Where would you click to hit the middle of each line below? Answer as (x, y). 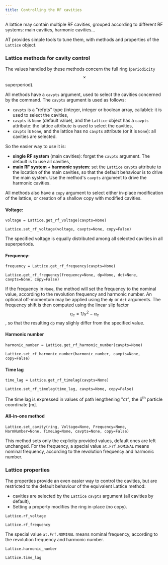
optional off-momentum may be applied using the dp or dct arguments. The (83, 300)
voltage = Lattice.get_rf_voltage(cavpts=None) (56, 220)
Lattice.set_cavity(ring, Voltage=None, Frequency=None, (66, 427)
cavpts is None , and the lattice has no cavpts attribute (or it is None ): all (84, 131)
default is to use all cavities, (41, 161)
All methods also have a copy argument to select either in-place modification (84, 193)
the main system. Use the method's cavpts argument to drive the (79, 177)
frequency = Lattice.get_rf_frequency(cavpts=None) (60, 266)
